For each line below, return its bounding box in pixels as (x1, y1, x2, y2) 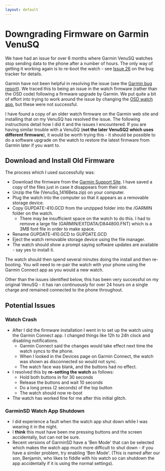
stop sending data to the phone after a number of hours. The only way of (5, 60, 153, 66)
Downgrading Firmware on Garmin (5, 28, 149, 39)
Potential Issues (5, 301, 56, 310)
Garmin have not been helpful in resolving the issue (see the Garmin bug (5, 80, 153, 86)
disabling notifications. (12, 338, 59, 344)
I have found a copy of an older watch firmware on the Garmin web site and (5, 111, 159, 117)
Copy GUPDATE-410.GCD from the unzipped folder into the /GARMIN (12, 205, 153, 211)
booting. (5, 262, 22, 268)
